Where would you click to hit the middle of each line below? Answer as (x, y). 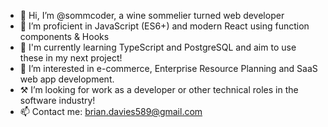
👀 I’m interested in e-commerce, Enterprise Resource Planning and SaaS (168, 68)
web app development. (67, 79)
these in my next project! (71, 58)
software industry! (57, 100)
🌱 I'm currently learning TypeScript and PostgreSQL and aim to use (158, 47)
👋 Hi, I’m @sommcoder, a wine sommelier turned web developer (152, 15)
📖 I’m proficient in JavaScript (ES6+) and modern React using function (164, 26)
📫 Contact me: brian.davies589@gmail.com (111, 111)
